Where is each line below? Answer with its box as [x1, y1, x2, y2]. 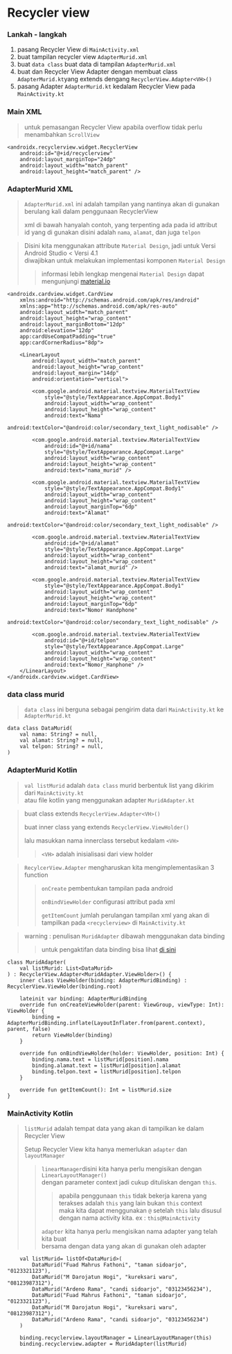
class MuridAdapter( [7, 959, 67, 966]
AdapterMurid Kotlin [7, 766, 78, 775]
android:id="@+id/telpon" [44, 637, 119, 644]
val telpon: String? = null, [19, 743, 104, 750]
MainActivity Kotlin [7, 1108, 73, 1118]
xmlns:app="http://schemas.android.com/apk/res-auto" [19, 303, 178, 310]
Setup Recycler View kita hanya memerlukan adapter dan [24, 1145, 188, 1153]
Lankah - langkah [7, 30, 67, 40]
